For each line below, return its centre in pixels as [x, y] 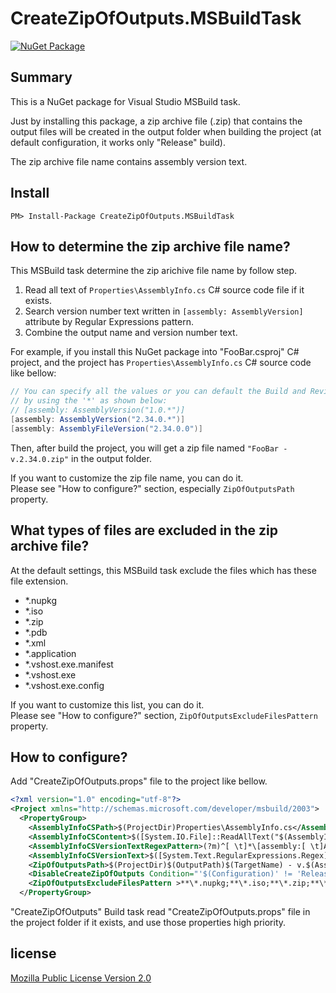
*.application [50, 653]
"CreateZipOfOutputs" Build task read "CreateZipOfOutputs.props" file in [160, 911]
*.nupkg [41, 600]
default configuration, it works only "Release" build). [118, 142]
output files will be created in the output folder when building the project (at [166, 131]
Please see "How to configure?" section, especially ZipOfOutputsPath [152, 488]
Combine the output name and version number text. [131, 333]
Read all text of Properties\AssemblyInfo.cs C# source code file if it [164, 290]
